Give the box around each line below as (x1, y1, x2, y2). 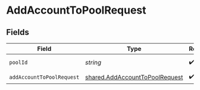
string (85, 59, 102, 66)
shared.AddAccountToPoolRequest (85, 73, 183, 81)
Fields (6, 27, 30, 37)
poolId (9, 59, 28, 66)
